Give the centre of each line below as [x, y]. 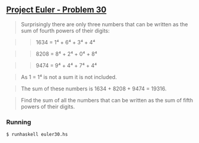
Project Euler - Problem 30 [56, 10]
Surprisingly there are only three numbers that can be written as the [104, 24]
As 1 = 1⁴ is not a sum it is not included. [69, 77]
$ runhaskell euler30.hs [37, 135]
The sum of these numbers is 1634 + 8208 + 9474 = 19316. [94, 89]
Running [19, 122]
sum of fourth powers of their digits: [65, 31]
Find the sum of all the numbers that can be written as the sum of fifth [107, 100]
